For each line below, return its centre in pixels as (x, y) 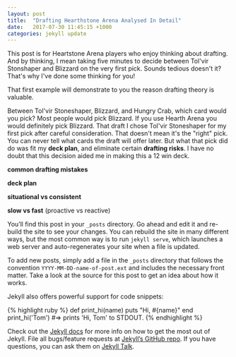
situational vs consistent (44, 197)
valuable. (20, 97)
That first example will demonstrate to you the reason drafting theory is (111, 90)
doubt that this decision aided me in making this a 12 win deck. (99, 156)
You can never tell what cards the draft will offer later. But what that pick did (118, 141)
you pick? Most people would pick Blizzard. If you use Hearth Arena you (112, 119)
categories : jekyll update (47, 34)
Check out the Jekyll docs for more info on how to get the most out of (109, 332)
